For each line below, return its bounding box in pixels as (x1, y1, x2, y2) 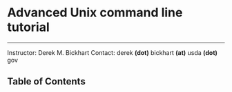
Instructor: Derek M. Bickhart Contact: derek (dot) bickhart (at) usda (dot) (7, 48, 217, 56)
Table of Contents (7, 76, 86, 87)
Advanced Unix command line (7, 5, 183, 21)
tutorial (7, 19, 50, 35)
